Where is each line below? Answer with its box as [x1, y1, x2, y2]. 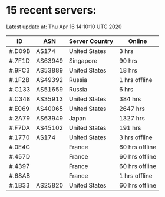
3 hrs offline [118, 133, 153, 142]
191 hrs [118, 123, 141, 132]
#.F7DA [9, 123, 31, 132]
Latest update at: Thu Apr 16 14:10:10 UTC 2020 [6, 23, 122, 30]
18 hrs [118, 66, 137, 74]
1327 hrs [118, 114, 146, 122]
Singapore [68, 57, 98, 65]
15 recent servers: [6, 4, 97, 17]
